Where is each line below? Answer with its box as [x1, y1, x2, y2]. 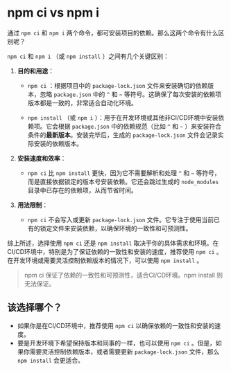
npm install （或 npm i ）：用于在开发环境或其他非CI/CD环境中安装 [27, 113, 219, 122]
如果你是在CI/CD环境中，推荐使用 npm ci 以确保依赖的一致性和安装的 [17, 321, 215, 329]
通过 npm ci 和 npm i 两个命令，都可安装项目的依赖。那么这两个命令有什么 [7, 28, 219, 37]
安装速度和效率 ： [17, 154, 67, 162]
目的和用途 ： [17, 66, 54, 75]
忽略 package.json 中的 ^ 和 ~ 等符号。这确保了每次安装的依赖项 [40, 90, 222, 98]
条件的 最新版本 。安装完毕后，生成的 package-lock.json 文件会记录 [27, 130, 219, 139]
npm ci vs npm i [7, 5, 99, 21]
